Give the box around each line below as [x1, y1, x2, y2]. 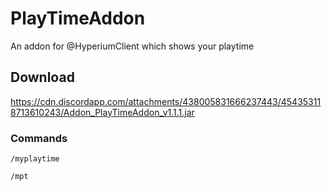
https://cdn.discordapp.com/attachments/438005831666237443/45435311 [10, 95, 322, 107]
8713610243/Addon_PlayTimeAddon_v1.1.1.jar [10, 106, 195, 118]
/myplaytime [10, 154, 60, 164]
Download [10, 69, 75, 86]
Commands [10, 131, 68, 145]
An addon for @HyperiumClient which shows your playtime [10, 40, 255, 52]
